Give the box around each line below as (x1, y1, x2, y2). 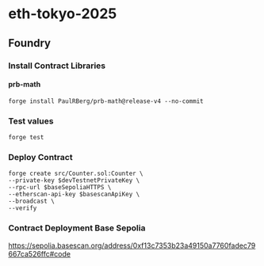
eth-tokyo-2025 (8, 5, 117, 23)
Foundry (8, 36, 52, 50)
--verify (8, 204, 37, 212)
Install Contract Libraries (8, 60, 105, 71)
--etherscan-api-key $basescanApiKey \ (8, 191, 140, 199)
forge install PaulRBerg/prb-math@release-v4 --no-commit (8, 97, 204, 105)
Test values (8, 116, 54, 127)
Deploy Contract (8, 151, 73, 162)
